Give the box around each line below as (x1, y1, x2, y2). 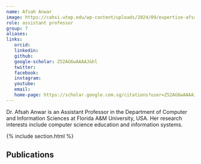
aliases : (6, 31, 28, 37)
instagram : (14, 75, 42, 81)
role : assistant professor (6, 20, 74, 26)
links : (6, 36, 23, 42)
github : (14, 53, 33, 59)
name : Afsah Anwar (6, 8, 52, 15)
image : (6, 14, 23, 20)
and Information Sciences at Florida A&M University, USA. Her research (6, 115, 182, 122)
